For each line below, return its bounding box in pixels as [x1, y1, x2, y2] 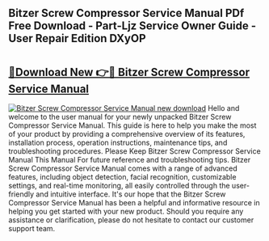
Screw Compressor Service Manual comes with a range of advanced [8, 163, 237, 173]
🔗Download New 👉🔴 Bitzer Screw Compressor [8, 65, 250, 79]
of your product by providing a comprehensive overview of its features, [8, 129, 246, 138]
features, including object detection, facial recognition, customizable [8, 172, 237, 181]
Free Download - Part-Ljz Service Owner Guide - [8, 19, 257, 33]
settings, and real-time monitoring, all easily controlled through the [8, 181, 230, 190]
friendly [8, 189, 35, 199]
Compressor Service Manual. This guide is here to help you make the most [8, 120, 257, 130]
